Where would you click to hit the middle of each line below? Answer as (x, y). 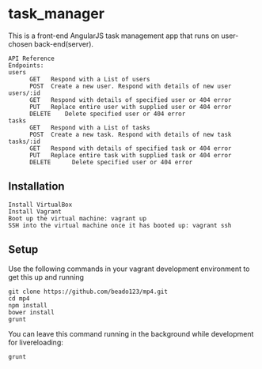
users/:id (25, 93)
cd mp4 (19, 298)
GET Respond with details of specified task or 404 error (130, 148)
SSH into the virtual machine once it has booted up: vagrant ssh (120, 225)
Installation (36, 186)
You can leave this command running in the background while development (131, 333)
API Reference (32, 58)
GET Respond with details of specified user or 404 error (130, 100)
